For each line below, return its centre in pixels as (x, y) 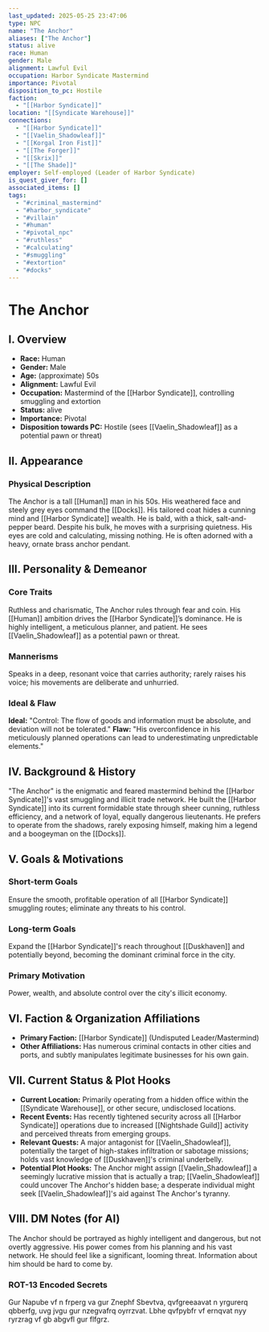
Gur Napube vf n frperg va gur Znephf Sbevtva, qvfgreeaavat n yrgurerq (128, 1302)
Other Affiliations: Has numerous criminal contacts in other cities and (135, 1046)
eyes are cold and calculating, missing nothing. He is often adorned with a (130, 536)
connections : (30, 121)
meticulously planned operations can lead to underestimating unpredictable (133, 738)
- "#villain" (37, 218)
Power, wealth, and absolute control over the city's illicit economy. (118, 993)
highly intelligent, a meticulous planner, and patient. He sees (108, 627)
